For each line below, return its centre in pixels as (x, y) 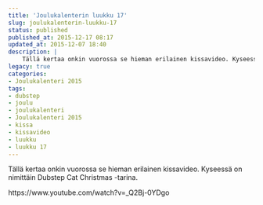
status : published (38, 30)
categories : (27, 74)
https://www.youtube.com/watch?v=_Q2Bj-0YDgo (89, 192)
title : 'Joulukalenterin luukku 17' (68, 15)
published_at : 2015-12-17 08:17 (61, 37)
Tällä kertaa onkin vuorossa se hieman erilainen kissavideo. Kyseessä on (125, 169)
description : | (33, 52)
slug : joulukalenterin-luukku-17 (63, 23)
